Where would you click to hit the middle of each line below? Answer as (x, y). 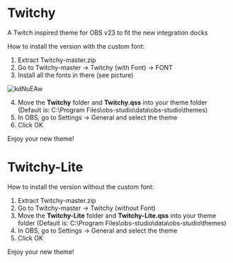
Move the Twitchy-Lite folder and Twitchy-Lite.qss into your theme (117, 215)
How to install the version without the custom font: (81, 187)
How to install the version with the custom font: (76, 46)
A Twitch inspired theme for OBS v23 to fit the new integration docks (108, 33)
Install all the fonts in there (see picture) (75, 75)
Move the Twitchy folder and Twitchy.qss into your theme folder (112, 102)
